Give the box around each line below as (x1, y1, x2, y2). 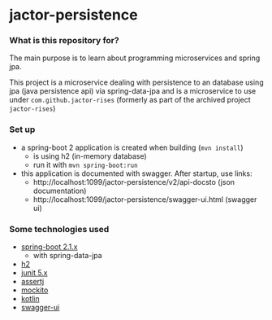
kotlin (20, 294, 40, 304)
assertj (20, 277, 45, 287)
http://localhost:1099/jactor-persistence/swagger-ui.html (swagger (32, 194, 257, 204)
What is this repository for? (9, 35, 120, 46)
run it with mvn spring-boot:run (32, 160, 138, 169)
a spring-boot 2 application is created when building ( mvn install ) (20, 142, 244, 152)
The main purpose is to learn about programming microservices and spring (9, 53, 261, 63)
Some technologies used (9, 223, 110, 235)
